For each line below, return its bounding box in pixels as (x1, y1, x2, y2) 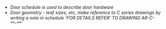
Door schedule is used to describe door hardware (10, 4, 114, 10)
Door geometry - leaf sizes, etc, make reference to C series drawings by (10, 9, 161, 15)
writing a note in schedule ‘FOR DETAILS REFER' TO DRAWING (10, 15, 140, 20)
